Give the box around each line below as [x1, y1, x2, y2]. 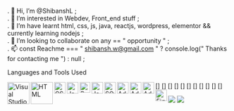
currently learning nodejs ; [7, 29, 84, 37]
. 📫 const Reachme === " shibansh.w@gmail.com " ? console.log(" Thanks [7, 44, 228, 53]
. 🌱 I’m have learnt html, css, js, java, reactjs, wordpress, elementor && [7, 22, 211, 30]
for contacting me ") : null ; [7, 55, 85, 63]
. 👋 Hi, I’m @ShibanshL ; [7, 7, 77, 15]
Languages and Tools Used [7, 68, 87, 77]
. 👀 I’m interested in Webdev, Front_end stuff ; [7, 14, 140, 22]
